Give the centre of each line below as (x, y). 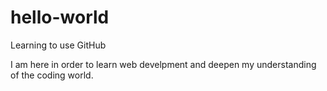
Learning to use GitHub (58, 45)
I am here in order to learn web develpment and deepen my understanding (163, 64)
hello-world (60, 17)
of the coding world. (52, 75)
